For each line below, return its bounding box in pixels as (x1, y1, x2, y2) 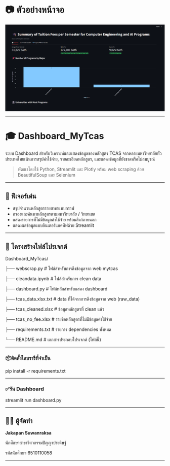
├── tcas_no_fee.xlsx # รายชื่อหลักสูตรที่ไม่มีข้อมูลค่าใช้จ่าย (5, 316, 112, 322)
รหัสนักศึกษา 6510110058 (5, 450, 52, 456)
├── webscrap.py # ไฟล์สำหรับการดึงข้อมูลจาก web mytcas (5, 265, 118, 272)
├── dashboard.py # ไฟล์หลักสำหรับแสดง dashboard (5, 285, 108, 292)
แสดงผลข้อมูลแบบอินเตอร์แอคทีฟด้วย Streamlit (12, 222, 95, 228)
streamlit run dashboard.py (5, 397, 62, 403)
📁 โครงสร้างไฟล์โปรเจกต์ (5, 242, 67, 251)
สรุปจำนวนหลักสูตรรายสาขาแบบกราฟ (12, 205, 74, 211)
